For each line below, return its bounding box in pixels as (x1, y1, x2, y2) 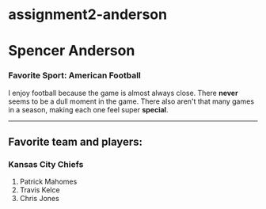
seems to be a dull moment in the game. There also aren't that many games (8, 97, 255, 106)
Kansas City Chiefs (8, 158, 84, 169)
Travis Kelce (19, 185, 61, 195)
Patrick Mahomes (19, 177, 78, 187)
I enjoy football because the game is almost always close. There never (8, 88, 239, 97)
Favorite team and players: (8, 135, 143, 149)
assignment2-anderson (8, 6, 168, 24)
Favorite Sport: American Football (8, 70, 141, 81)
